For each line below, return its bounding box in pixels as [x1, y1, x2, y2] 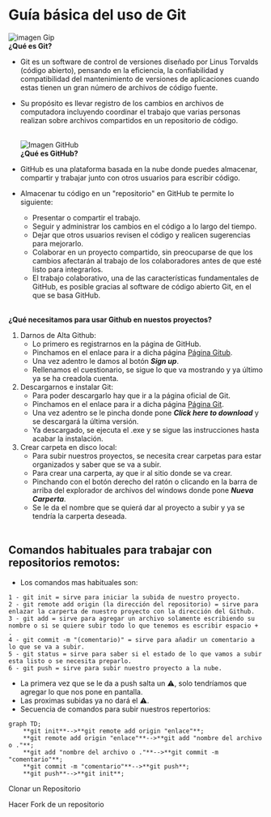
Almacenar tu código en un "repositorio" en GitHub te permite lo [19, 188, 235, 198]
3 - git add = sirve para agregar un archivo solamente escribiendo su [8, 614, 255, 622]
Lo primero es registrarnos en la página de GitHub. [32, 339, 201, 349]
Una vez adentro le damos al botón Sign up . [32, 356, 180, 366]
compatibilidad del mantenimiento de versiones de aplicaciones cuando [19, 74, 260, 83]
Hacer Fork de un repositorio [8, 799, 104, 809]
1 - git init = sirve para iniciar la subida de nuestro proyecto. [8, 593, 241, 601]
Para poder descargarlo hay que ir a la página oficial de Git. [32, 391, 231, 400]
